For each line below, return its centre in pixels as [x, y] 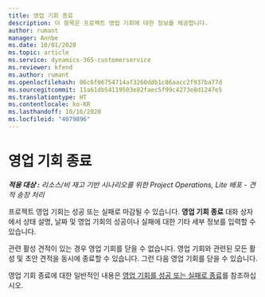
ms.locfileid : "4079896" [49, 119]
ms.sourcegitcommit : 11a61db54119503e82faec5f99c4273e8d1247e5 [115, 90]
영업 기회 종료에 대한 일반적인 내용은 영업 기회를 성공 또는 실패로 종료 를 [119, 275]
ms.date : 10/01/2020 [43, 45]
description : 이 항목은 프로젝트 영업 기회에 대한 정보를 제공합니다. [108, 23]
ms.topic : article [39, 53]
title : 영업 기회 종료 [41, 16]
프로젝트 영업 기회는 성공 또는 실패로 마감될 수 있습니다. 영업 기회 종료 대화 [123, 211]
